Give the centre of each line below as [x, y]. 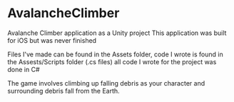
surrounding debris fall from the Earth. [63, 91]
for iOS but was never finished [52, 40]
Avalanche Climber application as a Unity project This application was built [117, 33]
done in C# [24, 69]
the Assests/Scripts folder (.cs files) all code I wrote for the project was [112, 61]
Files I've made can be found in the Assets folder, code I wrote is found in [115, 54]
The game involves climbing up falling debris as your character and [106, 83]
